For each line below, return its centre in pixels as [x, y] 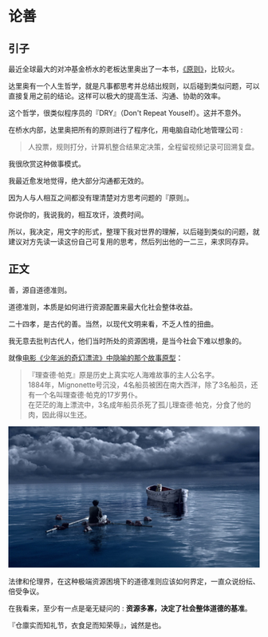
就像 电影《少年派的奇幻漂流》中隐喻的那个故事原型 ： [96, 358]
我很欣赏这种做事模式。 [47, 164]
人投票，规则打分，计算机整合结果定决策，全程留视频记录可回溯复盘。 [143, 147]
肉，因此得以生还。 [59, 414]
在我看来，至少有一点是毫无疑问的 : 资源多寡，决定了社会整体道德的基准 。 [130, 608]
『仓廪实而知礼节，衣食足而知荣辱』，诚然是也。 [87, 625]
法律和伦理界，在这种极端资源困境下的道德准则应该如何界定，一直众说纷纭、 [134, 582]
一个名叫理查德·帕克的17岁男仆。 [88, 394]
